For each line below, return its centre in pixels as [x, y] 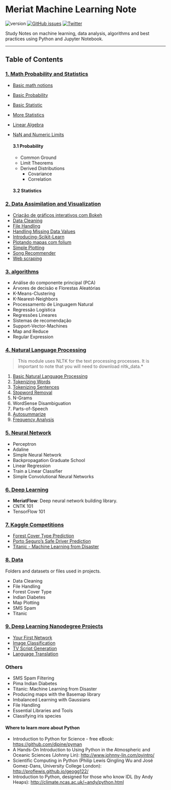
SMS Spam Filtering [33, 678]
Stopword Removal [32, 393]
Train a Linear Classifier [37, 471]
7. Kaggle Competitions [35, 525]
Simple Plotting [28, 248]
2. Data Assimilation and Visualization [53, 204]
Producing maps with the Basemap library [56, 694]
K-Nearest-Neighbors [35, 299]
